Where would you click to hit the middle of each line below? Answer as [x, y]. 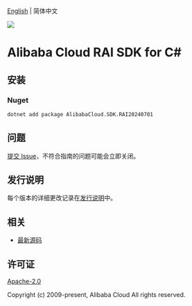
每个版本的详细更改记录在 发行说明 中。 [62, 198]
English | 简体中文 [33, 11]
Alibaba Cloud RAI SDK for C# [94, 53]
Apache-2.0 [24, 281]
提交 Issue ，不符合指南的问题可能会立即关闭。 [73, 156]
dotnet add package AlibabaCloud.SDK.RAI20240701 [80, 114]
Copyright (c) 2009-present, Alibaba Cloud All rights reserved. [96, 295]
